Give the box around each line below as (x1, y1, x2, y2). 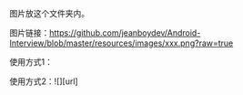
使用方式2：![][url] (9, 76, 79, 87)
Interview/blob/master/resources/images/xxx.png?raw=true (9, 37, 234, 48)
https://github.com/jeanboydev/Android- (49, 27, 201, 38)
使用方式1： (9, 57, 53, 67)
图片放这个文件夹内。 (9, 8, 89, 18)
